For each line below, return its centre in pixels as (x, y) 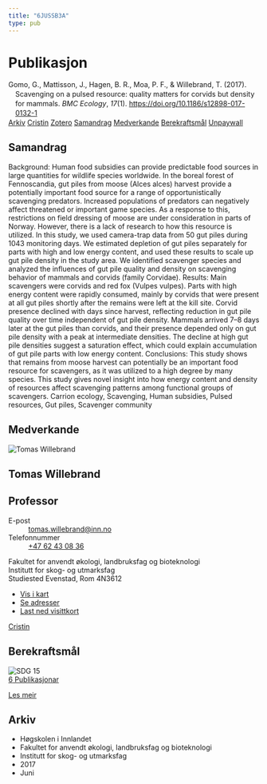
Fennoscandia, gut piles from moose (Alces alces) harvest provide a (120, 184)
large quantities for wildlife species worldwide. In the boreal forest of (121, 175)
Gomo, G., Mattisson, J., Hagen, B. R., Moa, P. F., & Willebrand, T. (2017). (128, 85)
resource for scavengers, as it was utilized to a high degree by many (121, 370)
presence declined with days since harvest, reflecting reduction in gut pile (130, 311)
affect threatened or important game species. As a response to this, (119, 209)
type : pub (25, 23)
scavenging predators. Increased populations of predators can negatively (129, 201)
